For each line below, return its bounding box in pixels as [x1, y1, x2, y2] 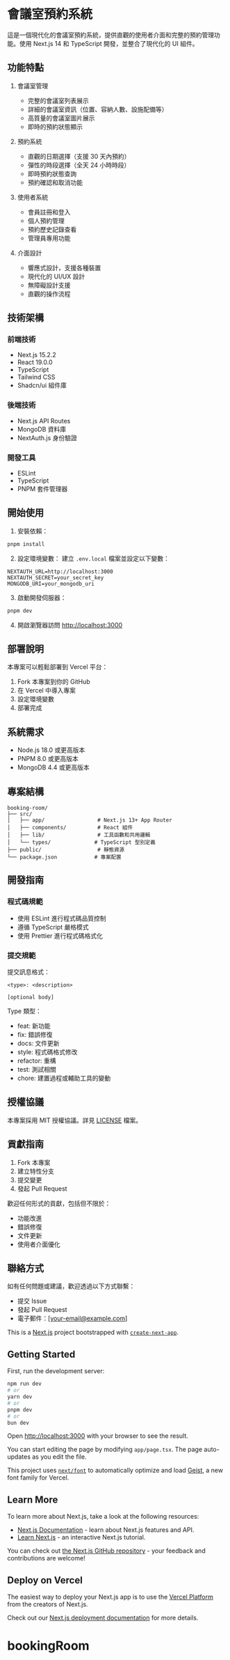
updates [7, 1452, 31, 1461]
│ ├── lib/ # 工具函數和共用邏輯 [7, 831, 151, 839]
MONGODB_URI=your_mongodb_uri [7, 580, 95, 587]
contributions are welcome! [7, 1554, 85, 1563]
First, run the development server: [7, 1367, 105, 1375]
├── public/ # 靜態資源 [7, 847, 125, 854]
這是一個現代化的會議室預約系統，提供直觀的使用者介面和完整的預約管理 [7, 31, 214, 39]
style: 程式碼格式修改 [17, 1048, 78, 1056]
